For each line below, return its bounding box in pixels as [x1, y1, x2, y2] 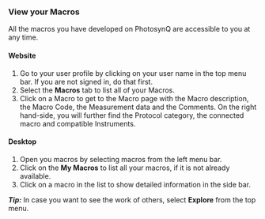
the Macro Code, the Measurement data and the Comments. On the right [19, 102, 257, 111]
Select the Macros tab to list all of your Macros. [19, 85, 176, 95]
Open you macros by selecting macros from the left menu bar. [19, 154, 222, 164]
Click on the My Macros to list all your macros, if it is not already [19, 163, 230, 172]
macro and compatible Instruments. [19, 119, 136, 128]
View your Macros [8, 6, 81, 17]
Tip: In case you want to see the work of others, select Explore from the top [8, 194, 256, 204]
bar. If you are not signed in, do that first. [19, 77, 153, 86]
